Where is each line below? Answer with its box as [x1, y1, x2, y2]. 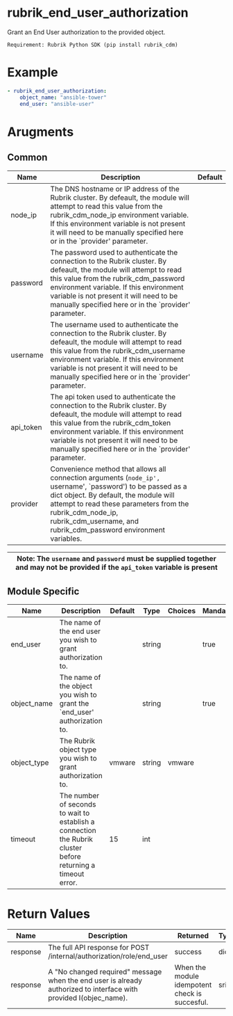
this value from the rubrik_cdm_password [50, 273, 185, 283]
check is [174, 989, 202, 999]
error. [59, 878, 78, 888]
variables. [50, 534, 82, 543]
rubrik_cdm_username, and [50, 516, 139, 526]
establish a [59, 817, 95, 827]
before [59, 852, 81, 862]
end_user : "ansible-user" [19, 100, 95, 107]
